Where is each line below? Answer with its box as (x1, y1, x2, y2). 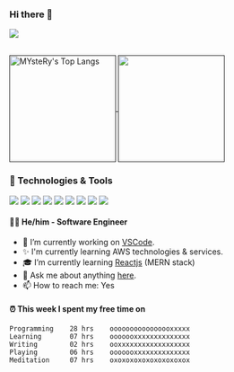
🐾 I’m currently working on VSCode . (22, 236, 155, 247)
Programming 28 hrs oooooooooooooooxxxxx (9, 324, 191, 333)
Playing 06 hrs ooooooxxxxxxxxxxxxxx (9, 348, 191, 357)
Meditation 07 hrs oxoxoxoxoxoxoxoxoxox (9, 356, 191, 365)
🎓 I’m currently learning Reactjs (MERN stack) (22, 256, 195, 268)
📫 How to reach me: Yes (22, 279, 115, 290)
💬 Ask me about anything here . (22, 270, 137, 280)
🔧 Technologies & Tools (9, 174, 114, 187)
